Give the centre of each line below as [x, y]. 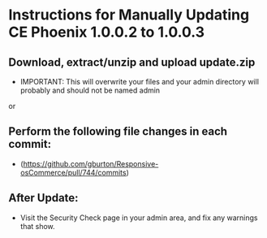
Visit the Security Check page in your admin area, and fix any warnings [139, 218]
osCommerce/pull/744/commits [73, 172]
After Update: [43, 198]
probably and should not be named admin [90, 90]
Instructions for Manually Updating [129, 15]
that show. [37, 226]
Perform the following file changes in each [118, 132]
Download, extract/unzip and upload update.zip [132, 62]
